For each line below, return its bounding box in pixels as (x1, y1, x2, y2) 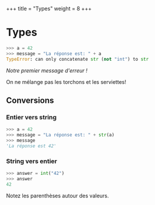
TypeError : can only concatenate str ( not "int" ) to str (6, 56, 149, 62)
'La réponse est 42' (6, 143, 57, 149)
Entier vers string (6, 113, 57, 121)
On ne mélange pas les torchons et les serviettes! (6, 78, 127, 85)
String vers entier (6, 157, 57, 165)
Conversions (6, 95, 54, 105)
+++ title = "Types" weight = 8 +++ (6, 5, 92, 12)
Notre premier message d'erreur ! (6, 67, 88, 74)
